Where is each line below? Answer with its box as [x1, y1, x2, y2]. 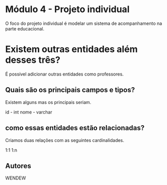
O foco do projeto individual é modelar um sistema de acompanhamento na [5, 20, 162, 26]
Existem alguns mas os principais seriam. [5, 99, 92, 105]
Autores [5, 161, 31, 170]
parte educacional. [5, 25, 45, 31]
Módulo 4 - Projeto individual [5, 4, 130, 15]
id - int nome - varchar [5, 109, 52, 115]
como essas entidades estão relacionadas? [5, 124, 145, 132]
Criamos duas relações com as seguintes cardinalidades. [5, 137, 124, 143]
